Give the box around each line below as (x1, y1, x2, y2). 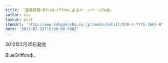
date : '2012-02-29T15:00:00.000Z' (5, 27, 79, 32)
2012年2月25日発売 (5, 41, 46, 48)
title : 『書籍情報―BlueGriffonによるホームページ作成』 (5, 7, 114, 13)
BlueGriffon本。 (5, 52, 38, 58)
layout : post (5, 17, 33, 22)
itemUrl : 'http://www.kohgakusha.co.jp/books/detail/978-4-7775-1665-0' (5, 22, 164, 27)
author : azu (5, 12, 31, 17)
